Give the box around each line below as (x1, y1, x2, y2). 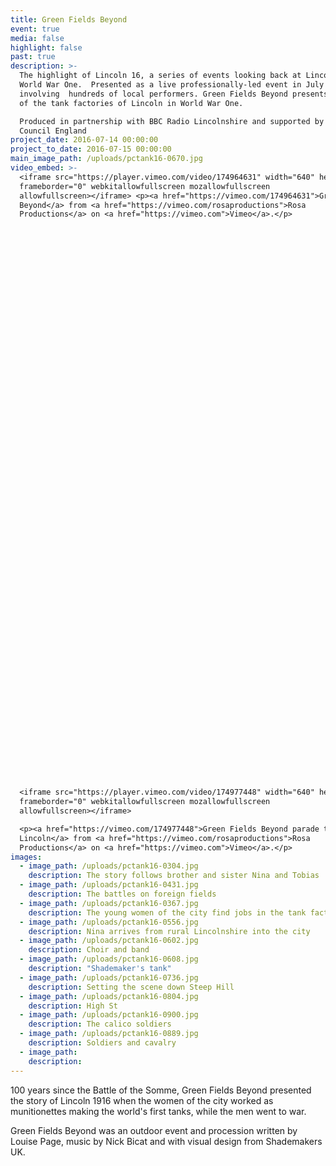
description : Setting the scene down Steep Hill (28, 982, 235, 992)
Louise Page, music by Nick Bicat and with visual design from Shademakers (10, 1135, 323, 1147)
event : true (10, 24, 60, 34)
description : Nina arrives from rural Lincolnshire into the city (28, 926, 311, 936)
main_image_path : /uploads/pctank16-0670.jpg (10, 154, 203, 164)
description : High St (28, 1001, 118, 1011)
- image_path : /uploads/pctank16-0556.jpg (19, 917, 199, 927)
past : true (10, 52, 56, 62)
